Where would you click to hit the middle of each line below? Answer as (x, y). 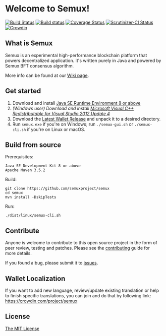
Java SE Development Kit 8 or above (43, 166)
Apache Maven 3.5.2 (25, 170)
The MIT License (22, 329)
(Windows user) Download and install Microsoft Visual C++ (73, 108)
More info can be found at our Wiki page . (47, 75)
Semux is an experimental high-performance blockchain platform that (76, 55)
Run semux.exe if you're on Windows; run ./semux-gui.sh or (73, 124)
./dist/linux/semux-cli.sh (33, 216)
